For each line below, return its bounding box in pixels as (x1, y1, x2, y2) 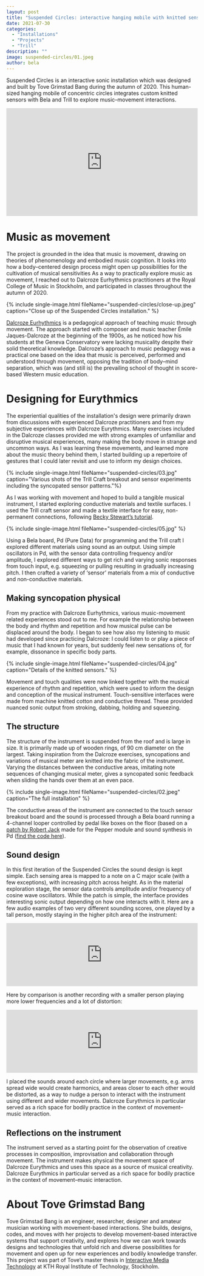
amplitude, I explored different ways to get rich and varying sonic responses (6, 556, 197, 563)
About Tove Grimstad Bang (6, 1198, 145, 1212)
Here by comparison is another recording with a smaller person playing (6, 991, 184, 999)
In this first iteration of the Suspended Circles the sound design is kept (6, 866, 183, 873)
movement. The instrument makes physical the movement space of (6, 1157, 175, 1164)
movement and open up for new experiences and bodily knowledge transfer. (6, 1250, 197, 1257)
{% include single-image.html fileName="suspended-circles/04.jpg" (6, 660, 177, 667)
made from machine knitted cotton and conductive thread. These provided (6, 697, 193, 705)
